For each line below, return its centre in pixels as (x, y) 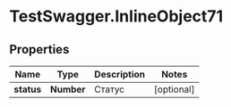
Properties (39, 49)
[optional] (174, 89)
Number (68, 89)
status (28, 89)
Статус (109, 89)
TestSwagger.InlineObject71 (116, 16)
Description (120, 74)
